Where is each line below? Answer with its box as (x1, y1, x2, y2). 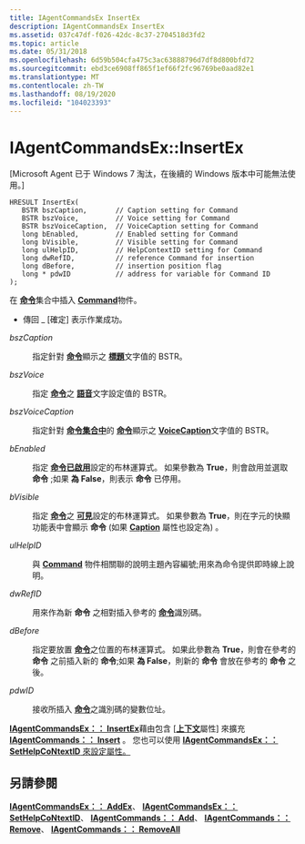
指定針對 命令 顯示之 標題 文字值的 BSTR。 (32, 351, 188, 362)
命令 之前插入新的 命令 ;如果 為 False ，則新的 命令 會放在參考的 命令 (32, 656, 287, 666)
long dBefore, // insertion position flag (21, 261, 222, 271)
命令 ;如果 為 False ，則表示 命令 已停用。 (32, 473, 187, 484)
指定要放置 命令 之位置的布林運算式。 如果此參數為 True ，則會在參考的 (32, 644, 297, 656)
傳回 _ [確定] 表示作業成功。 (22, 314, 127, 325)
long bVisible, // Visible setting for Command (21, 238, 239, 247)
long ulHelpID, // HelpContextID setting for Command (21, 246, 262, 255)
